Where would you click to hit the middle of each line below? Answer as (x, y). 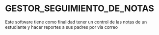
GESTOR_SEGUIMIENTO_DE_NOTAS (80, 9)
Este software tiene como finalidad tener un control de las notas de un (76, 22)
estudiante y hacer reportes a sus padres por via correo (62, 27)
